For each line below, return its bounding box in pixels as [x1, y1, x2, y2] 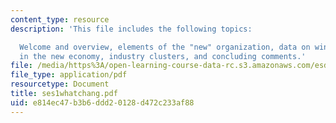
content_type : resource [10, 14, 110, 25]
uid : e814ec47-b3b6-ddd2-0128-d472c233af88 [10, 97, 195, 108]
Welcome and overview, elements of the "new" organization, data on [19, 42, 311, 52]
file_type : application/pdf [10, 70, 128, 80]
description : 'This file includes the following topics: [10, 24, 253, 34]
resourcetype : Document [10, 79, 110, 90]
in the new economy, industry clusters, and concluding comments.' [19, 51, 307, 61]
